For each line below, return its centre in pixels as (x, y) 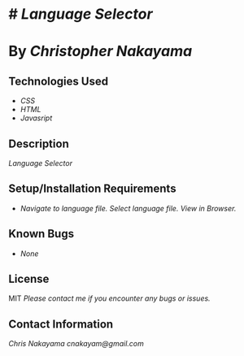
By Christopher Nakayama (100, 52)
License (29, 279)
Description (39, 143)
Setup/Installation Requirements (92, 189)
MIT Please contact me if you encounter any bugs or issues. (109, 298)
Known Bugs (41, 234)
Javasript (36, 118)
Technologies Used (58, 81)
